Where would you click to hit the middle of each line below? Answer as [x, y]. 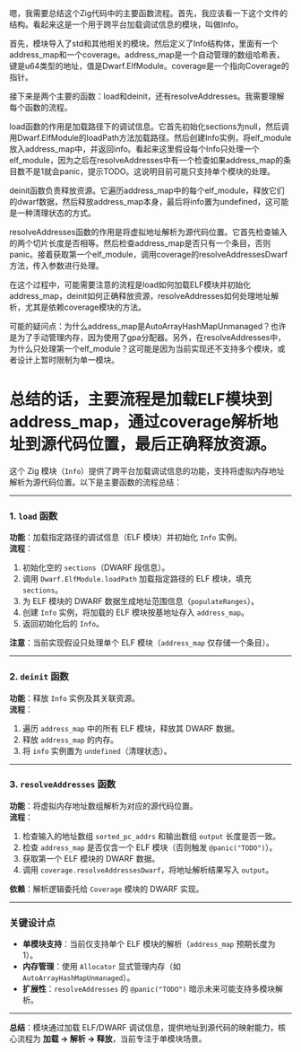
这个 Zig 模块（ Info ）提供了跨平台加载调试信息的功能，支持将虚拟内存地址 [147, 470]
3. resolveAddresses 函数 [63, 785]
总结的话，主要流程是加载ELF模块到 [141, 400]
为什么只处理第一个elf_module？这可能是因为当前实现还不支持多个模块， [143, 349]
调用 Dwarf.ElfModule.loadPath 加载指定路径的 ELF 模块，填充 [137, 579]
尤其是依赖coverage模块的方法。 [85, 307]
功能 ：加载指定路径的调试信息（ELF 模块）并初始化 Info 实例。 [126, 538]
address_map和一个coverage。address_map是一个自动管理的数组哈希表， [147, 55]
